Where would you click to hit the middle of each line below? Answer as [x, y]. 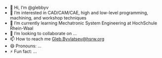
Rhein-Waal [21, 28]
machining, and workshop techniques [48, 18]
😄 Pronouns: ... [26, 46]
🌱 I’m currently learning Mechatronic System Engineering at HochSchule [83, 23]
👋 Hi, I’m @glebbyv [29, 8]
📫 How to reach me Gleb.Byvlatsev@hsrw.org [57, 39]
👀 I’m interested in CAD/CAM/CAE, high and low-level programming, [79, 13]
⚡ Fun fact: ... [23, 51]
